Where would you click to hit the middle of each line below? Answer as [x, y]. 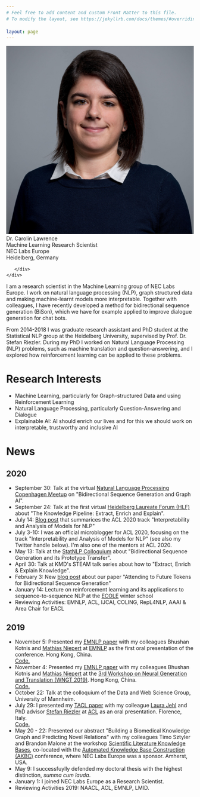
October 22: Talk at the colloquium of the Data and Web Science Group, [103, 692]
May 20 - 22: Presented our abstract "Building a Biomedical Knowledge [102, 731]
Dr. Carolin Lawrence [32, 238]
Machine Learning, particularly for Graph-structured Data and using [98, 396]
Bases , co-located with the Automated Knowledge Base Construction [100, 750]
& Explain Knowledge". [42, 571]
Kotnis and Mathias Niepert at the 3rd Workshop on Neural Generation [101, 673]
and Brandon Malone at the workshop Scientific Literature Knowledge [100, 743]
